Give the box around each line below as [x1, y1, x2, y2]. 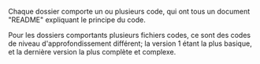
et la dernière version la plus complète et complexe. [8, 47, 176, 56]
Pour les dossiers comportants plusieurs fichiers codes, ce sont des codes [8, 31, 251, 40]
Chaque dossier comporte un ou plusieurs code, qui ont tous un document [8, 7, 251, 16]
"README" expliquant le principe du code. [8, 15, 146, 24]
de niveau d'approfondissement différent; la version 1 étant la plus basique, [8, 39, 252, 48]
